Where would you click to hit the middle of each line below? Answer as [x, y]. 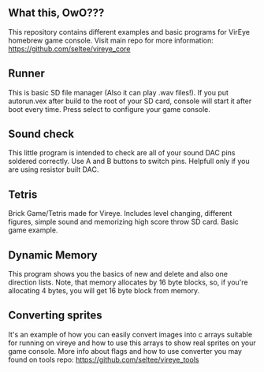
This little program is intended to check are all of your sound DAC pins [122, 153]
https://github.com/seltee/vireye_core [69, 48]
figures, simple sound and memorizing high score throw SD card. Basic [123, 222]
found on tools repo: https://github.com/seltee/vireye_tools [104, 359]
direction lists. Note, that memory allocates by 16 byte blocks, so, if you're [128, 282]
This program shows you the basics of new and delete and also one [118, 274]
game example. [33, 230]
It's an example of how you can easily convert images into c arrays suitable [130, 334]
